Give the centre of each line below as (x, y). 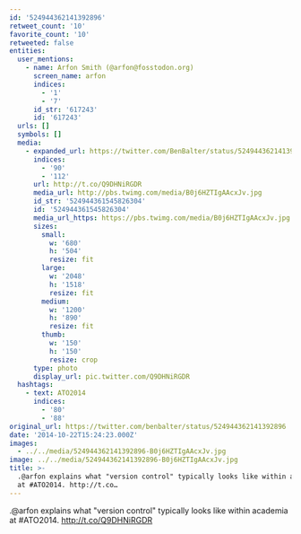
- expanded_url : (56, 151)
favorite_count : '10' (50, 34)
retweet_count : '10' (48, 26)
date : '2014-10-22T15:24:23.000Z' (74, 435)
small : (54, 234)
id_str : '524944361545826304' (89, 201)
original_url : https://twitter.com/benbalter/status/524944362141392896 (148, 426)
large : (54, 268)
